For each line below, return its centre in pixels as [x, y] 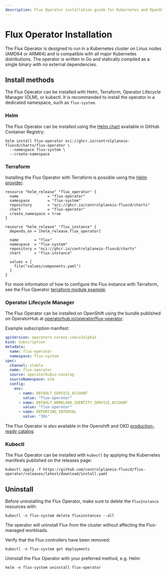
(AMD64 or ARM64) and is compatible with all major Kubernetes [71, 53]
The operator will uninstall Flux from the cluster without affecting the [75, 525]
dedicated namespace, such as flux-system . [51, 102]
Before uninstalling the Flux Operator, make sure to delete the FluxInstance [82, 501]
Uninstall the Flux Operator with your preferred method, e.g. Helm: [73, 559]
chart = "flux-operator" [47, 209]
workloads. [37, 531]
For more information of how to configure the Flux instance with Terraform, [82, 284]
